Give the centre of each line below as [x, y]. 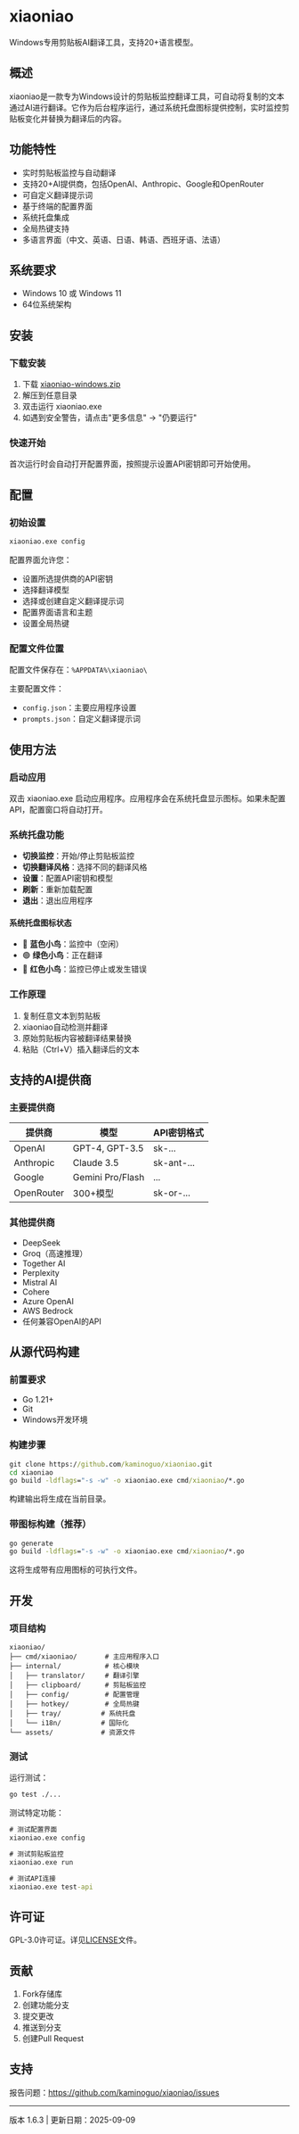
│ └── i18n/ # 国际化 [69, 1724]
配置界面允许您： [40, 559]
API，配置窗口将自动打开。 [59, 809]
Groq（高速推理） [55, 1253]
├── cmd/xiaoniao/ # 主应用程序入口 [85, 1657]
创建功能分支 [45, 2006]
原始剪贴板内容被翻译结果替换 [77, 1038]
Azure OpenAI [48, 1301]
